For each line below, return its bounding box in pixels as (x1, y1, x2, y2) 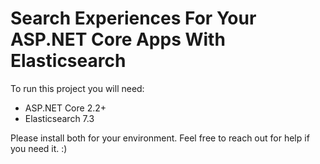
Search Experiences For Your (10, 7, 257, 30)
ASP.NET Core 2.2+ (24, 102, 107, 114)
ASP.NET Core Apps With (10, 28, 226, 51)
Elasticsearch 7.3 (24, 112, 95, 124)
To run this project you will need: (10, 82, 145, 94)
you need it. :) (10, 142, 68, 154)
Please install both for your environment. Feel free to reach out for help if (10, 132, 310, 144)
